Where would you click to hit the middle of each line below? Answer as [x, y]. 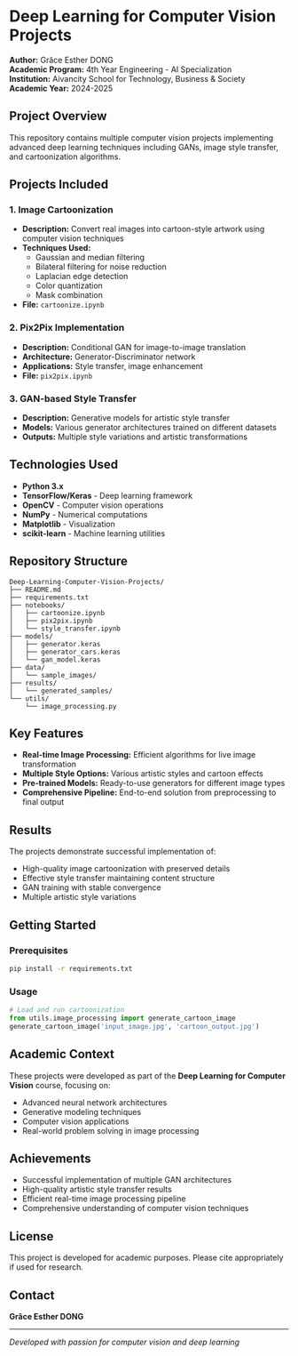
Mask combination [69, 295]
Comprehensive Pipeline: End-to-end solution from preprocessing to [149, 792]
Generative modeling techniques [82, 1111]
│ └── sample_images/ [53, 675]
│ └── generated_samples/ [61, 691]
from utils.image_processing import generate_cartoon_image [123, 1019]
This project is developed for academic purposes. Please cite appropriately [146, 1258]
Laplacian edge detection [82, 277]
